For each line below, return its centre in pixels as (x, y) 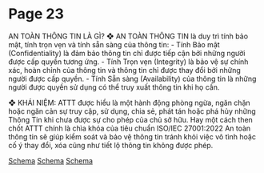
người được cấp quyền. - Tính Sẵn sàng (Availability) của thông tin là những (132, 78)
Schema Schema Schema (51, 160)
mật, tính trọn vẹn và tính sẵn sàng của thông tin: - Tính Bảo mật (114, 44)
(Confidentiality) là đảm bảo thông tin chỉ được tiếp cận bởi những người (127, 53)
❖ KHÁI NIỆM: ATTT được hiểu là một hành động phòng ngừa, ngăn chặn (129, 103)
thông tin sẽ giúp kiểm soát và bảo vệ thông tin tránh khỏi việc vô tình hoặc (132, 136)
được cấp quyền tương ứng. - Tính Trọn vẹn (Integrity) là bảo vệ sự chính (128, 62)
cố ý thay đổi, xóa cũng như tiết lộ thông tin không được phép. (111, 145)
